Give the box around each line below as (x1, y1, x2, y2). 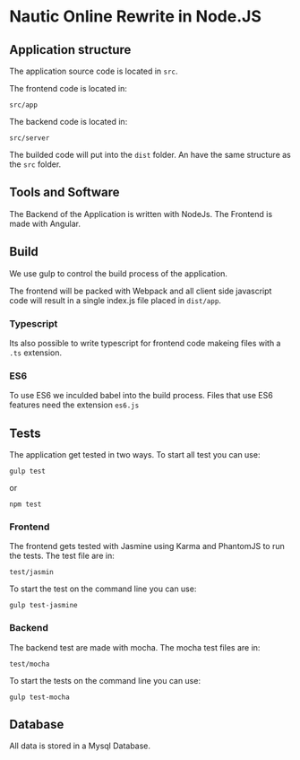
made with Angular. (9, 218, 81, 229)
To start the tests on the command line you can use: (9, 675, 201, 686)
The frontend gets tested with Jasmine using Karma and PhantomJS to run (9, 541, 285, 552)
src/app (9, 100, 39, 109)
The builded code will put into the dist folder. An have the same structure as (9, 150, 291, 160)
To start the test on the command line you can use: (9, 583, 197, 594)
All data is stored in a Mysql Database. (9, 740, 150, 751)
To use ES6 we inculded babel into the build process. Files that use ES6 (9, 390, 273, 401)
